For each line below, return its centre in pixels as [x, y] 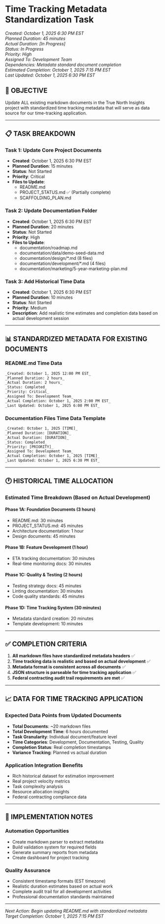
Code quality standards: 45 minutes [48, 596]
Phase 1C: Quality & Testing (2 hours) [44, 575]
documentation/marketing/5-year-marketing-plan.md [73, 268]
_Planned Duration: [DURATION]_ [38, 433]
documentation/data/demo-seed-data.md [62, 253]
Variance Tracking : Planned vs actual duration [59, 752]
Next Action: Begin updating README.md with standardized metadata [76, 911]
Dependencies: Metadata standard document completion [63, 65]
